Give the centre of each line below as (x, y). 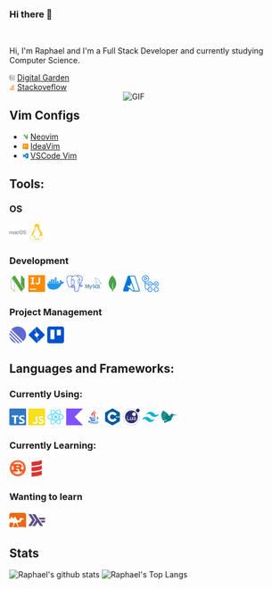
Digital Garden (43, 78)
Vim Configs (45, 115)
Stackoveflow (41, 87)
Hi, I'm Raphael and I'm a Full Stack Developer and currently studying (136, 51)
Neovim (45, 137)
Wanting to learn (46, 497)
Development (39, 261)
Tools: (27, 183)
